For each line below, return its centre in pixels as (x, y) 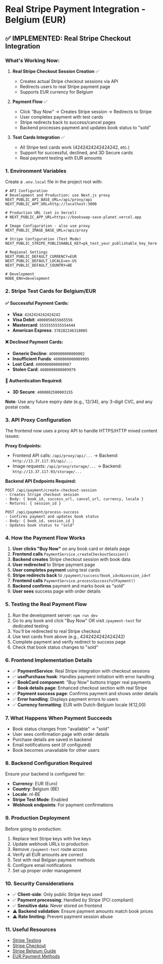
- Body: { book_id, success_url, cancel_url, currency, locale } (74, 499)
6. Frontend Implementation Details (49, 660)
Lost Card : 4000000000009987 (42, 364)
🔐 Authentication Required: (34, 381)
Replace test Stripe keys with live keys (52, 838)
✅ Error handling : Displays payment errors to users (65, 699)
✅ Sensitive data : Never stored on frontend (57, 906)
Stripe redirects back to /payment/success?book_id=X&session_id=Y (81, 575)
